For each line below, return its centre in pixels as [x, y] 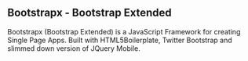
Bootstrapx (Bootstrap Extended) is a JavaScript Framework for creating [124, 31]
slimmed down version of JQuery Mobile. [74, 48]
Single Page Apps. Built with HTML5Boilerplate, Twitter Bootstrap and [120, 40]
